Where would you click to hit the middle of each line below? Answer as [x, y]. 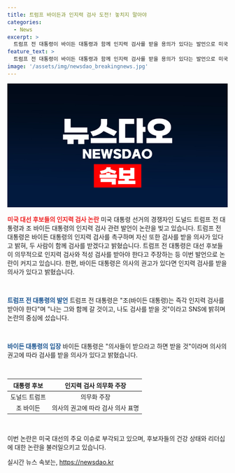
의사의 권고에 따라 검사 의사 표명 [96, 408]
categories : [24, 22]
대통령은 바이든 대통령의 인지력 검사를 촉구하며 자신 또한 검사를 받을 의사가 [109, 237]
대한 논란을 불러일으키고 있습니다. [60, 447]
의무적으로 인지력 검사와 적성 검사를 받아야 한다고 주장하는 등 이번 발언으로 [116, 255]
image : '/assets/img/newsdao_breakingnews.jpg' [78, 66]
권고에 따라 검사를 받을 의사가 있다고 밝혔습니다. [73, 355]
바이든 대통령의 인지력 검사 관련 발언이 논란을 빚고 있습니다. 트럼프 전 [127, 228]
